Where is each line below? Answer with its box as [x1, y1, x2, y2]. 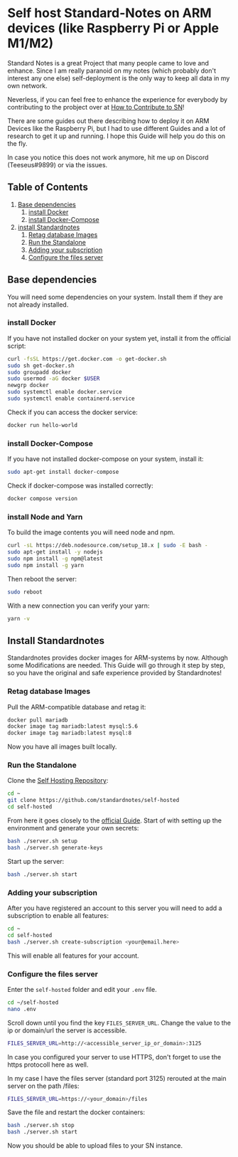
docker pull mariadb [7, 717, 69, 724]
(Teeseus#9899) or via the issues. [7, 160, 108, 169]
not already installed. [7, 300, 69, 309]
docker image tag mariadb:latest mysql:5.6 [7, 723, 139, 730]
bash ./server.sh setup [7, 838, 78, 845]
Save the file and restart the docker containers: [7, 1108, 146, 1116]
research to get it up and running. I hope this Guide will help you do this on [7, 132, 226, 140]
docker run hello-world [7, 421, 78, 428]
